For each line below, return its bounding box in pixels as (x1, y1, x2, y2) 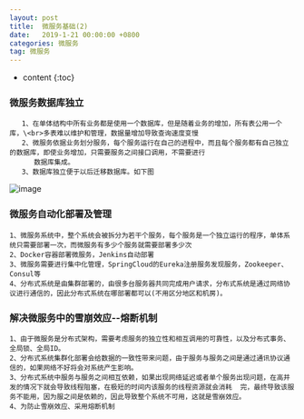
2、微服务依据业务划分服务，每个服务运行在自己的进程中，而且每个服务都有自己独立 (21, 138, 289, 148)
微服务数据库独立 (9, 96, 84, 109)
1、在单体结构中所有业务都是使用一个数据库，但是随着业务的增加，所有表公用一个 (21, 119, 283, 128)
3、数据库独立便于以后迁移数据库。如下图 (21, 167, 154, 177)
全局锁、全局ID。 (9, 344, 65, 354)
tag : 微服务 (9, 47, 51, 56)
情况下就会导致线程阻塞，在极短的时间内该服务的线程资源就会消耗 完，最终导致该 (22, 383, 288, 392)
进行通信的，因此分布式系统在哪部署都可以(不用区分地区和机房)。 (15, 288, 227, 298)
